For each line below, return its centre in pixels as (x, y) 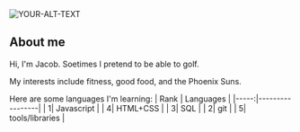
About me (37, 43)
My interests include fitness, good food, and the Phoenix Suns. (126, 81)
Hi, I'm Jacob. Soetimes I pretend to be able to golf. (104, 64)
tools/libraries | (37, 118)
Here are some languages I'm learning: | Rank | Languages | (120, 99)
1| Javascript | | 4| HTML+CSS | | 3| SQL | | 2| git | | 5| (147, 108)
